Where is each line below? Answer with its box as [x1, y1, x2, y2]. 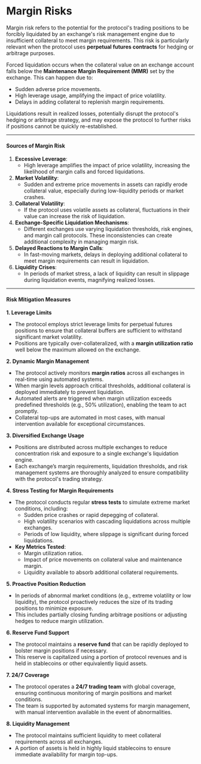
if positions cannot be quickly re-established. [6, 122, 118, 130]
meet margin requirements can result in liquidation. [23, 257, 150, 264]
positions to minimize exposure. [14, 604, 94, 612]
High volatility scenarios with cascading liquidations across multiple [23, 518, 191, 525]
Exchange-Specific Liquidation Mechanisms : [14, 219, 130, 226]
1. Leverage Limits [6, 309, 52, 316]
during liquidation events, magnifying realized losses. [23, 276, 156, 284]
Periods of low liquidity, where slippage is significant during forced [23, 531, 188, 538]
